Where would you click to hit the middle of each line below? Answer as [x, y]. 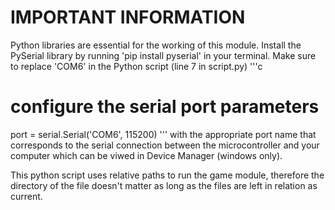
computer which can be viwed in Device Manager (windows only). [146, 155]
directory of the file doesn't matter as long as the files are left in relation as [164, 185]
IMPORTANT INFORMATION [128, 17]
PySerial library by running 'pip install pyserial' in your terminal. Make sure [163, 55]
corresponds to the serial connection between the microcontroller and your [165, 145]
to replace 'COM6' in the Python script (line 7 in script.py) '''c [136, 66]
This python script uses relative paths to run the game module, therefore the [167, 175]
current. [26, 196]
